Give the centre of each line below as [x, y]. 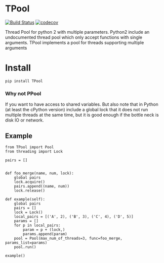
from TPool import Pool [30, 147]
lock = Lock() [28, 212]
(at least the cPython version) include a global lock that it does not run [77, 110]
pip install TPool [24, 81]
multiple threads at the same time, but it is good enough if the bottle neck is [82, 115]
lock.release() [30, 191]
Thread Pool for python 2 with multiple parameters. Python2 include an [77, 32]
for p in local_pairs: [37, 225]
